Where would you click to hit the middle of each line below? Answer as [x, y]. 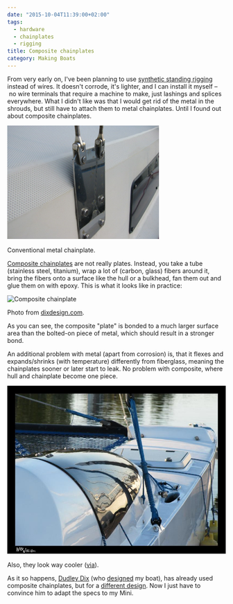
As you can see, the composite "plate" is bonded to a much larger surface [113, 326]
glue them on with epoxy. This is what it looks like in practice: [95, 286]
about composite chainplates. [50, 116]
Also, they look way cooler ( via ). [53, 565]
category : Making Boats [42, 59]
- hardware [29, 29]
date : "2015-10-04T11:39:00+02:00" [59, 15]
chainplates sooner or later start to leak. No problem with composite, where [115, 369]
